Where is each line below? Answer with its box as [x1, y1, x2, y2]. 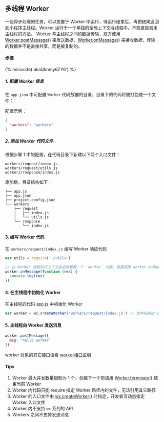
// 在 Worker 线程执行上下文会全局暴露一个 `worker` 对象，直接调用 [5, 264, 131, 270]
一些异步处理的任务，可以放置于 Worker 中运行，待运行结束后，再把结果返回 [5, 19, 159, 25]
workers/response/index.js [5, 170, 60, 175]
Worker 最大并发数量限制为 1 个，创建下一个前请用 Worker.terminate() [12, 375, 153, 381]
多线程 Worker [5, 4, 49, 13]
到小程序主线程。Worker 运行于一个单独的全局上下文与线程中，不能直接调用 [5, 25, 158, 30]
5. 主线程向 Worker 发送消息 [5, 322, 62, 328]
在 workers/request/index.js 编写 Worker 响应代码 [5, 246, 107, 251]
